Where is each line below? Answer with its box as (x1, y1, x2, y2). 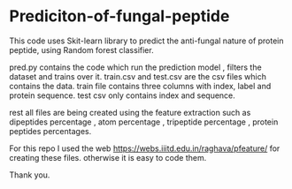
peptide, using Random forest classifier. (9, 44, 154, 55)
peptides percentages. (9, 125, 92, 136)
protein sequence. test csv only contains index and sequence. (9, 90, 236, 101)
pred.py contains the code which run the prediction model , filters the (9, 62, 263, 72)
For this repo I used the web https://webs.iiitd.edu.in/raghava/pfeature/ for (9, 143, 280, 154)
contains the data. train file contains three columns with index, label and (9, 80, 272, 91)
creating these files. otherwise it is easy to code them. (9, 152, 207, 163)
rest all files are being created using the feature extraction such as (9, 107, 251, 117)
